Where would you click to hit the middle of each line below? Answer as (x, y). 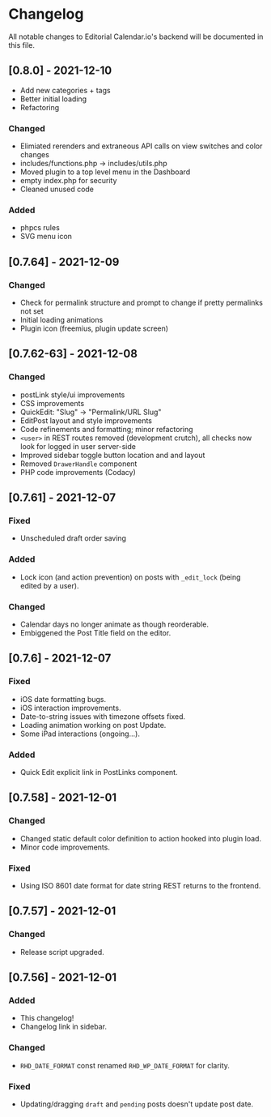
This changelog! (47, 1018)
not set (32, 311)
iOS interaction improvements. (70, 708)
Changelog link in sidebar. (64, 1027)
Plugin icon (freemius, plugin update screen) (94, 328)
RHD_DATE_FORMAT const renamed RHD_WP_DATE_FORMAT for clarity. (125, 1065)
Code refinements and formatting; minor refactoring (106, 429)
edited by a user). (49, 585)
